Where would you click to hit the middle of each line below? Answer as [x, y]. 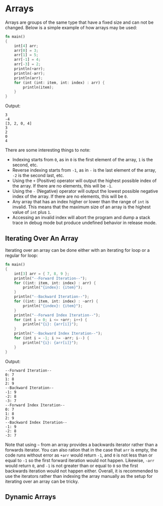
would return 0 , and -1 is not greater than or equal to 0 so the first [72, 465]
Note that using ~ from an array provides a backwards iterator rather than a [81, 444]
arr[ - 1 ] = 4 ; [27, 60]
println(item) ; [39, 87]
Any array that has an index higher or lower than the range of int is [81, 202]
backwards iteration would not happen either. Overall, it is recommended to [82, 471]
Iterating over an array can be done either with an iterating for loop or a [77, 250]
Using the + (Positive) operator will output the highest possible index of [84, 181]
